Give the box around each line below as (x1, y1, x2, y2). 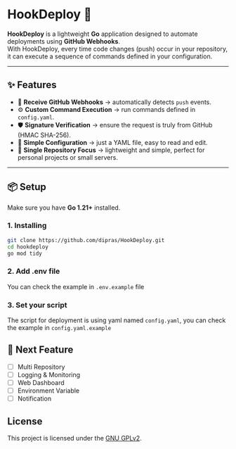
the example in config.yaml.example (7, 324, 112, 332)
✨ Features (7, 79, 57, 91)
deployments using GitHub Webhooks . (7, 37, 121, 45)
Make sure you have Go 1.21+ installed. (7, 203, 121, 212)
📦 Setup (7, 181, 47, 193)
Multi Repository (17, 362, 65, 371)
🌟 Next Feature (7, 344, 74, 356)
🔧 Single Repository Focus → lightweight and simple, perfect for (17, 146, 205, 154)
